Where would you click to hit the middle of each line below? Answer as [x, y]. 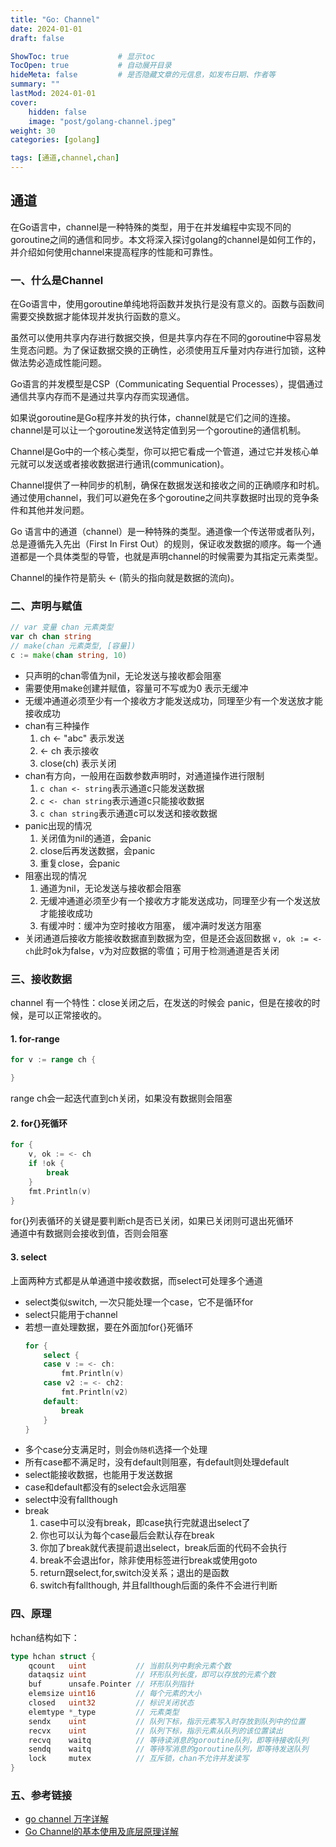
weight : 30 [33, 131]
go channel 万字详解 [66, 1819]
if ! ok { [46, 1164]
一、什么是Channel [57, 280]
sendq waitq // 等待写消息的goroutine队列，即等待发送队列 [168, 1749]
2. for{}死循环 [39, 1123]
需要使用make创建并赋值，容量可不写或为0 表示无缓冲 [136, 688]
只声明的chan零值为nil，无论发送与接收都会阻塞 [123, 675]
